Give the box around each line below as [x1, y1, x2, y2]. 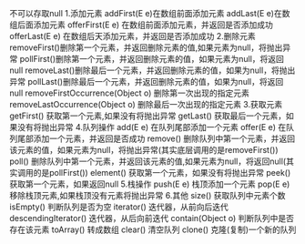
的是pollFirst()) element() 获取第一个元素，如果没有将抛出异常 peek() [33, 168, 291, 178]
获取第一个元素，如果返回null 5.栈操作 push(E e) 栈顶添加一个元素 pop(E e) [9, 178, 290, 189]
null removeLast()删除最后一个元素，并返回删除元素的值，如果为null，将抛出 [9, 65, 296, 76]
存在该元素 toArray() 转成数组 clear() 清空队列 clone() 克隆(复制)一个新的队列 [9, 224, 297, 235]
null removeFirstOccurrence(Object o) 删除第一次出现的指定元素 [9, 87, 250, 98]
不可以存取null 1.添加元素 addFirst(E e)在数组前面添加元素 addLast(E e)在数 [9, 8, 290, 18]
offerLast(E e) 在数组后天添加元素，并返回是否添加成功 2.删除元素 [9, 31, 257, 41]
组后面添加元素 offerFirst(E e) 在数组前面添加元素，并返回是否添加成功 [9, 19, 273, 30]
